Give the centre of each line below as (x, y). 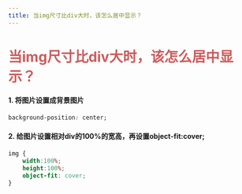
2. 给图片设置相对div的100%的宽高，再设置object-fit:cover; (106, 136)
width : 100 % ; (42, 161)
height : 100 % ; (44, 168)
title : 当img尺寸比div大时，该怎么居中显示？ (75, 15)
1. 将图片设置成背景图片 (46, 100)
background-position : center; (58, 118)
